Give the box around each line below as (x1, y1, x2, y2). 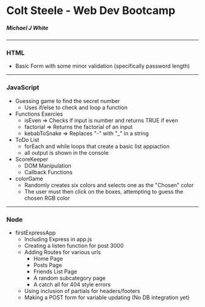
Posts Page (33, 261, 62, 269)
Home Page (33, 255, 63, 263)
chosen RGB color (24, 194, 70, 202)
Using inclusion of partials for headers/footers (24, 288, 140, 295)
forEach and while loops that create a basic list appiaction (24, 143, 170, 150)
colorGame (15, 175, 43, 182)
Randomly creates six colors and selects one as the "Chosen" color (24, 181, 194, 189)
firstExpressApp (15, 229, 56, 236)
